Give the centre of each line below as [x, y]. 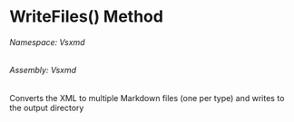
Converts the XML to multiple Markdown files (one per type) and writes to [147, 98]
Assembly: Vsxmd [43, 70]
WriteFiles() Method [86, 17]
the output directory [47, 108]
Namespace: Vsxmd [47, 42]
